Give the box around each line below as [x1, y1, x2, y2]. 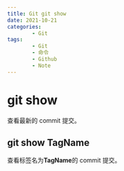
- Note [32, 62, 51, 69]
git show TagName [7, 137, 90, 149]
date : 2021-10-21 [7, 17, 57, 24]
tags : [7, 36, 23, 43]
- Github [32, 56, 57, 63]
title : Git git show [7, 10, 67, 17]
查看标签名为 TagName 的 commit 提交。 [7, 156, 121, 165]
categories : [7, 23, 42, 30]
